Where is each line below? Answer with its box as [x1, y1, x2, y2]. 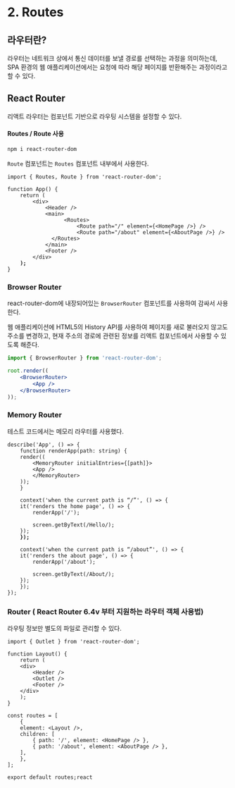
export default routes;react [7, 774, 93, 781]
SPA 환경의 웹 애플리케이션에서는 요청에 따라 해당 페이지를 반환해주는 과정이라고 [7, 63, 227, 71]
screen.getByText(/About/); [32, 570, 115, 578]
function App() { [7, 185, 58, 192]
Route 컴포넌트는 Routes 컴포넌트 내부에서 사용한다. [7, 159, 149, 168]
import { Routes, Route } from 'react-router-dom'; [7, 173, 162, 180]
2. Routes [7, 4, 64, 20]
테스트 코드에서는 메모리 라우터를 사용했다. [7, 427, 125, 436]
